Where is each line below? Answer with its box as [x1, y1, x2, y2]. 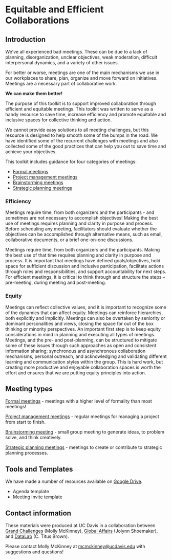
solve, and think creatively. [5, 435, 62, 441]
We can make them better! [5, 91, 63, 96]
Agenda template [12, 489, 50, 495]
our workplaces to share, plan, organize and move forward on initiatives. [5, 75, 158, 81]
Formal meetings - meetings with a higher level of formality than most [5, 398, 152, 404]
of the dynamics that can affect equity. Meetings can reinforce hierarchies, [5, 310, 163, 316]
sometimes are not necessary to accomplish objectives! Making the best [5, 215, 158, 221]
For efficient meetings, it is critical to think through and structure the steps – [5, 274, 165, 280]
